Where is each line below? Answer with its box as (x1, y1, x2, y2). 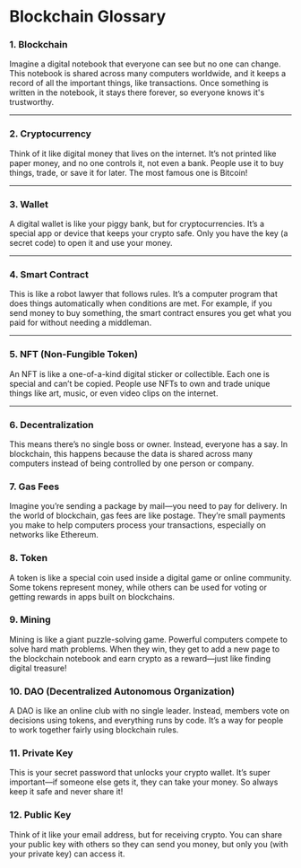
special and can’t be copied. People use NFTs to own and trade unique (9, 378, 271, 389)
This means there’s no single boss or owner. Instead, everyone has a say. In (9, 438, 288, 450)
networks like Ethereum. (9, 530, 99, 540)
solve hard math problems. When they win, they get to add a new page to (9, 644, 280, 654)
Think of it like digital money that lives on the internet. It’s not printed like (9, 148, 277, 159)
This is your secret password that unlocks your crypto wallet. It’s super (9, 767, 271, 778)
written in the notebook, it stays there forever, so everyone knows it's (9, 87, 265, 98)
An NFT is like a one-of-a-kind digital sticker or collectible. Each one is (9, 368, 271, 379)
